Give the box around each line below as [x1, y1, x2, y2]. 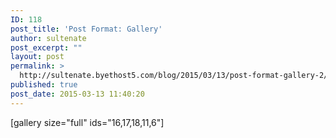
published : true [10, 80, 78, 90]
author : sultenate [10, 33, 87, 43]
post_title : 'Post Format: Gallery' [10, 24, 163, 34]
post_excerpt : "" [10, 42, 83, 53]
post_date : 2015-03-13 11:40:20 [10, 89, 145, 99]
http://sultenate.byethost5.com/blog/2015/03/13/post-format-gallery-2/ [19, 71, 329, 81]
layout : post [10, 52, 65, 62]
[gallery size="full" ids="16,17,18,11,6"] [10, 116, 165, 128]
